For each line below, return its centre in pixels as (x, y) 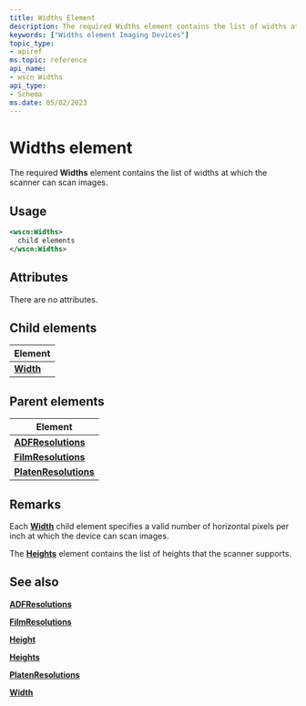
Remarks (36, 504)
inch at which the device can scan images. (89, 536)
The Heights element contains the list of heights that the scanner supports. (151, 553)
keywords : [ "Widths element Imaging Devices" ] (99, 35)
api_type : (28, 86)
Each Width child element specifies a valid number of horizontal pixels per (149, 526)
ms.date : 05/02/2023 (49, 102)
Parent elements (57, 401)
